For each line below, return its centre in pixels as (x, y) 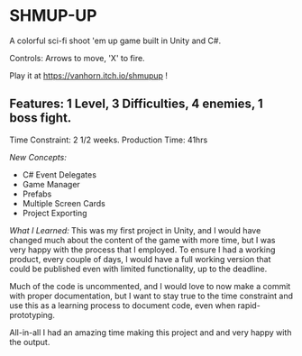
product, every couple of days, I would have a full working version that (140, 259)
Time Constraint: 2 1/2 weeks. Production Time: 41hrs (109, 140)
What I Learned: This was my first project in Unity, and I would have (135, 230)
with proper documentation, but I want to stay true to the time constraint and (151, 296)
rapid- (249, 305)
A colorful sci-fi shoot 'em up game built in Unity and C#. (115, 41)
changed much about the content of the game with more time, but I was (142, 240)
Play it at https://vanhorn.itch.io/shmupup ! (89, 75)
